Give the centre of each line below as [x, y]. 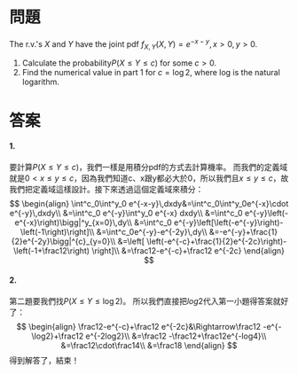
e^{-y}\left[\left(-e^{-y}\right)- [229, 222]
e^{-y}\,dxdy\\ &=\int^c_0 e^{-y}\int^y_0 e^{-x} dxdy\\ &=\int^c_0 [126, 213]
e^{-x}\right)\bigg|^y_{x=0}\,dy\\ [74, 222]
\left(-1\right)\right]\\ [58, 231]
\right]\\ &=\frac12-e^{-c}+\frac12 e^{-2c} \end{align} [188, 250]
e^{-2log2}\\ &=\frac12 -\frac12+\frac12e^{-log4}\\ [176, 336]
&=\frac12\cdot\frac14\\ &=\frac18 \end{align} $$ [149, 345]
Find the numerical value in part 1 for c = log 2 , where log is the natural [151, 73]
